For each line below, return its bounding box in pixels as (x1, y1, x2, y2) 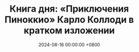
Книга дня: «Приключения (9, 3, 129, 15)
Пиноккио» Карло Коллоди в (5, 14, 134, 25)
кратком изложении (23, 25, 115, 36)
